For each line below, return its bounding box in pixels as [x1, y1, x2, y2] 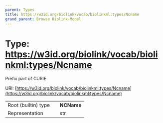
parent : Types [5, 7, 35, 12]
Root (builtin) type [7, 102, 50, 109]
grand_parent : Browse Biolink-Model [5, 16, 81, 21]
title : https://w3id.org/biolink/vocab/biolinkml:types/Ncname [5, 12, 140, 17]
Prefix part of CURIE [5, 76, 47, 82]
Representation [7, 110, 43, 117]
